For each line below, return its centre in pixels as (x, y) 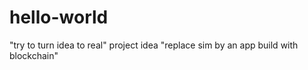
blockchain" (34, 55)
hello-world (59, 17)
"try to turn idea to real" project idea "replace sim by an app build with (154, 45)
